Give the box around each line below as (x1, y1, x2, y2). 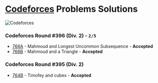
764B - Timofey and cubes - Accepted (12, 72, 92, 78)
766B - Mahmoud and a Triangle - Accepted (12, 48, 103, 55)
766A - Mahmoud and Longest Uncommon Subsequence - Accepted (12, 43, 154, 49)
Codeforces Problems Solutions (5, 3, 138, 15)
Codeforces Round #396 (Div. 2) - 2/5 (5, 32, 96, 39)
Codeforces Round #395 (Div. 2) (5, 61, 84, 68)
